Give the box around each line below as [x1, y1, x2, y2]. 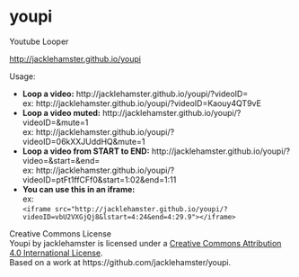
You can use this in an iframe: [22, 183, 136, 194]
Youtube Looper [9, 36, 69, 47]
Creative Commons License [9, 228, 112, 239]
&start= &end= [48, 155, 101, 165]
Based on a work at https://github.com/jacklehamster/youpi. [9, 256, 232, 267]
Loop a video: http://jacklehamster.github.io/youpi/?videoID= [22, 88, 249, 99]
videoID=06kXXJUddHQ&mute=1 [22, 136, 145, 147]
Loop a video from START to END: [22, 146, 150, 156]
